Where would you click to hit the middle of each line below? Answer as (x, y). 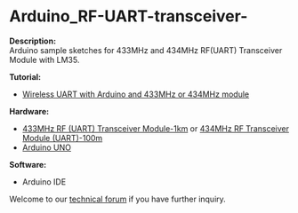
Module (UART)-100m (62, 138)
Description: (32, 41)
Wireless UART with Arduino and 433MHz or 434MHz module (136, 94)
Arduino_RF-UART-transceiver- (129, 16)
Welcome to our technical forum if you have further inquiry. (118, 199)
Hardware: (29, 111)
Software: (28, 164)
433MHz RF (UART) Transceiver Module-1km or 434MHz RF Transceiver (155, 128)
